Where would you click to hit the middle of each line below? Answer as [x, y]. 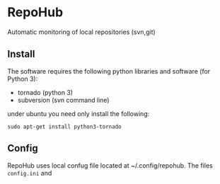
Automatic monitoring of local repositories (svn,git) [81, 32]
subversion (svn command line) [63, 100]
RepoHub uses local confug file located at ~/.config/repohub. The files [110, 165]
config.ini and [30, 173]
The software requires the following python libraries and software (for [109, 71]
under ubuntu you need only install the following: [79, 113]
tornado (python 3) [45, 92]
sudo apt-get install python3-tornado [64, 127]
